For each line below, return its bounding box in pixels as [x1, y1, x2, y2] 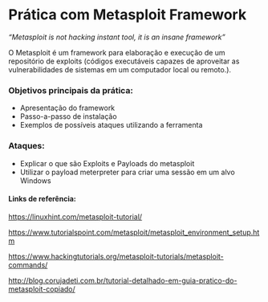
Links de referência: [8, 194, 76, 204]
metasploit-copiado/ [8, 284, 76, 294]
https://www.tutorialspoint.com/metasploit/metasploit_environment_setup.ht [8, 227, 260, 237]
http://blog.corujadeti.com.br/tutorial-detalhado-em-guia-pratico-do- [8, 275, 238, 285]
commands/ [8, 259, 48, 270]
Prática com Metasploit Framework [8, 6, 247, 24]
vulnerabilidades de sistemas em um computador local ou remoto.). [8, 64, 231, 74]
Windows [19, 175, 51, 186]
